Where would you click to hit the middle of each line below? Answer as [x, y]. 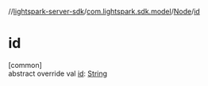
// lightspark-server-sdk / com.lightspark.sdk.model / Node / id [104, 11]
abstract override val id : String [58, 73]
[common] [25, 65]
